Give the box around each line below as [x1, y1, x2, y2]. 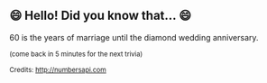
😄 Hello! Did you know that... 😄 [9, 8, 192, 23]
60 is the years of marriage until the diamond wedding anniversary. [9, 32, 259, 42]
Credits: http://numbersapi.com [9, 65, 106, 74]
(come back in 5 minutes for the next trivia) [9, 50, 143, 59]
